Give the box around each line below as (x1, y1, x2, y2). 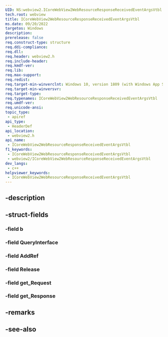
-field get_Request (5, 279, 51, 286)
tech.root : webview (5, 12, 46, 17)
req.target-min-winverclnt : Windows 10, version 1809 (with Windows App (5, 82, 160, 87)
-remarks (5, 308, 35, 316)
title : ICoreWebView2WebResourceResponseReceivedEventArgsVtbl (5, 17, 140, 22)
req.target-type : (5, 91, 41, 96)
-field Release (5, 266, 40, 273)
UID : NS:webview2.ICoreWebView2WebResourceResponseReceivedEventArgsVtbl (5, 7, 162, 13)
